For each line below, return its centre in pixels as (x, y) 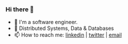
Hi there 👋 (20, 9)
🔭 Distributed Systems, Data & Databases (64, 28)
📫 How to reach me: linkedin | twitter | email (68, 35)
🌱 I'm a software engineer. (46, 22)
